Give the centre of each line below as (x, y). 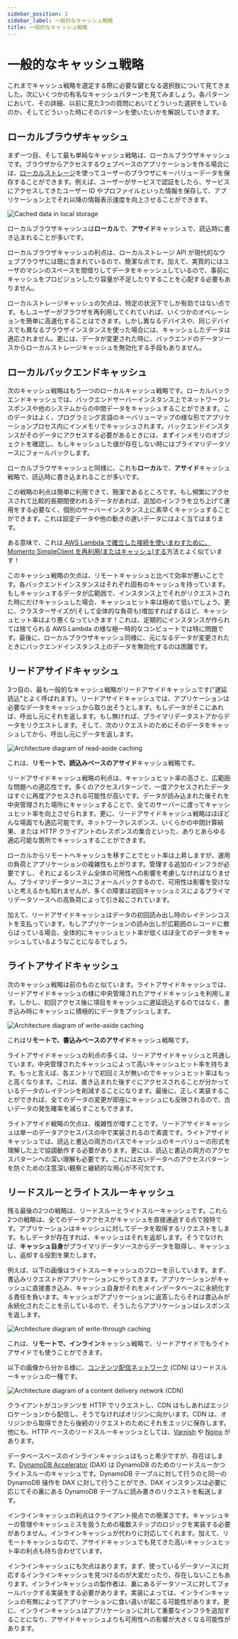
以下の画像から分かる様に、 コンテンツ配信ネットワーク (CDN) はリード (111, 1367)
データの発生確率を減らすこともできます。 (75, 1108)
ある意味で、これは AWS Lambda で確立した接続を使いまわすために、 (109, 542)
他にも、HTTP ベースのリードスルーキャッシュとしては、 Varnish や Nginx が (119, 1432)
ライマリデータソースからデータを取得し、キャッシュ (153, 1246)
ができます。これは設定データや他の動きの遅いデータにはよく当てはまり (113, 518)
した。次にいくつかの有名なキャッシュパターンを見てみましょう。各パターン (119, 95)
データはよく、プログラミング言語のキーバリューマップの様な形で (109, 417)
